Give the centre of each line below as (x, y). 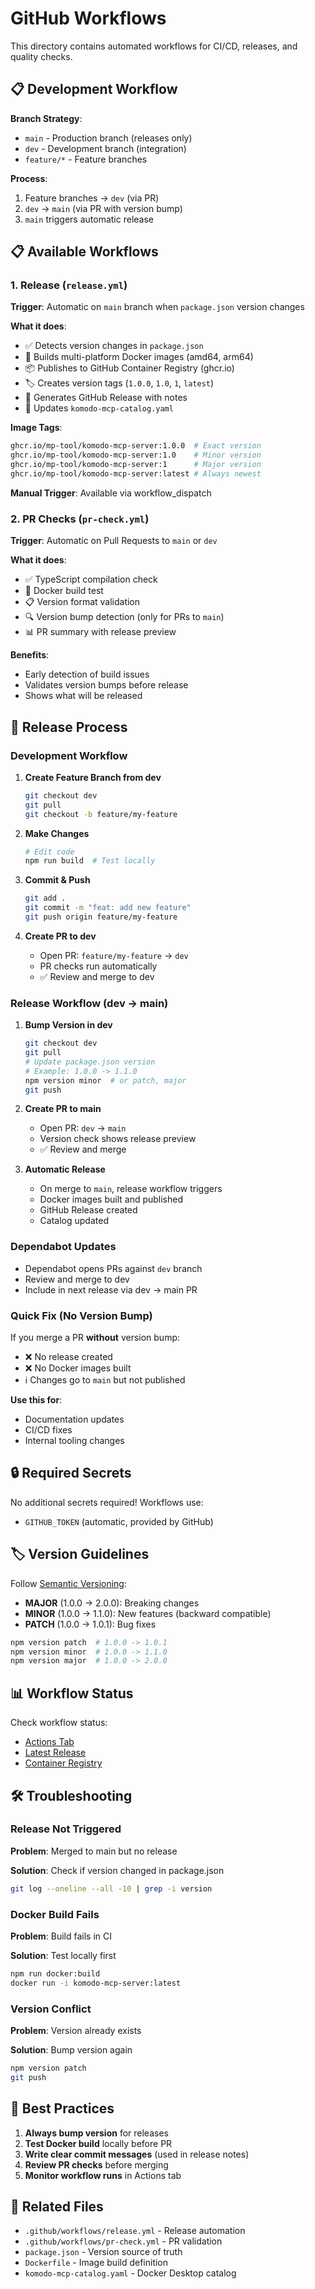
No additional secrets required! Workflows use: (107, 1502)
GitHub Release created (88, 1210)
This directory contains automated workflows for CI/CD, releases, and (154, 46)
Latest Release (55, 1753)
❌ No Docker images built (78, 1368)
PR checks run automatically (98, 966)
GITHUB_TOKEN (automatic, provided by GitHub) (119, 1521)
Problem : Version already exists (76, 2031)
